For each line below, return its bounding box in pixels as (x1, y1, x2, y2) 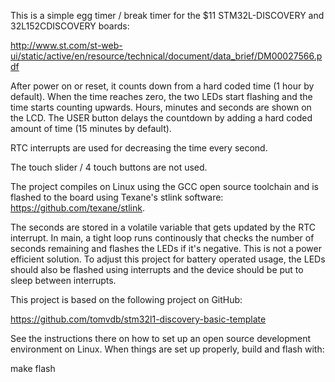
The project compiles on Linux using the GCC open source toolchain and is (10, 181, 319, 192)
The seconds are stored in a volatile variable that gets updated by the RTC (10, 221, 317, 233)
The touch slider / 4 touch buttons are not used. (10, 161, 208, 173)
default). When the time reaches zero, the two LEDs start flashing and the (10, 91, 313, 102)
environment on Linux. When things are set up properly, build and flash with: (10, 343, 325, 355)
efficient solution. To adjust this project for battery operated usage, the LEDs (10, 253, 326, 265)
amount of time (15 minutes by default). (10, 123, 172, 134)
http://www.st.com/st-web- (10, 40, 123, 51)
